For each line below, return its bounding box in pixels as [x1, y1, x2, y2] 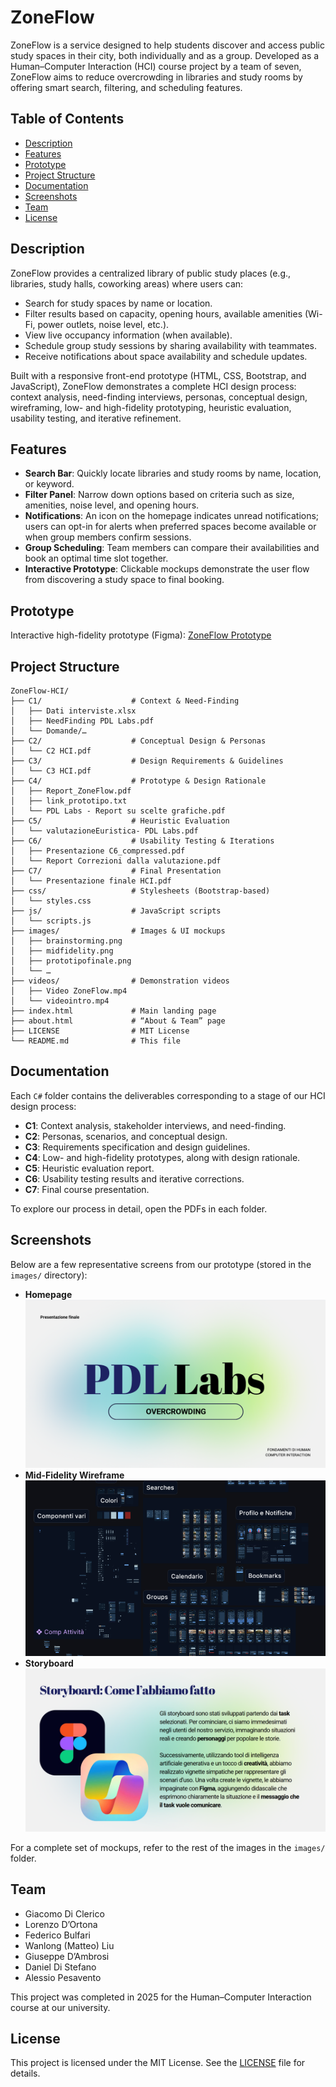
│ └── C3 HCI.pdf [10, 766, 92, 776]
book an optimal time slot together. [24, 552, 169, 565]
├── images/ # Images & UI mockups [10, 926, 226, 936]
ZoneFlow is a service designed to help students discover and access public [10, 39, 325, 51]
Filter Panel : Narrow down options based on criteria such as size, [24, 489, 295, 501]
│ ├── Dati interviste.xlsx [10, 706, 137, 716]
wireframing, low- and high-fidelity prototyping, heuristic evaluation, [10, 401, 292, 413]
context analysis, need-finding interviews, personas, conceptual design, [10, 391, 308, 403]
